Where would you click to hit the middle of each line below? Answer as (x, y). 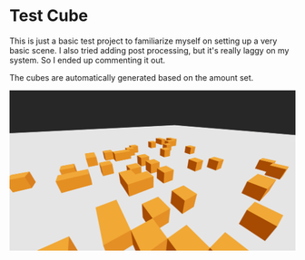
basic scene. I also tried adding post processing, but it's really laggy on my (149, 50)
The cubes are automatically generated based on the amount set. (132, 77)
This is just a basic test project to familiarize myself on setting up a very (143, 41)
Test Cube (49, 16)
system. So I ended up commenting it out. (88, 60)
